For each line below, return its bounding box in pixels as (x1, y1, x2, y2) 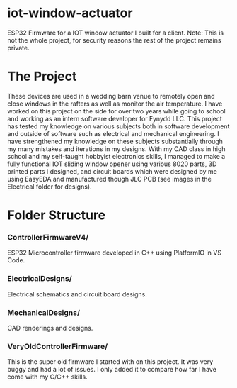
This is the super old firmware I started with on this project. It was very (7, 357, 214, 366)
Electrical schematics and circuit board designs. (7, 289, 147, 299)
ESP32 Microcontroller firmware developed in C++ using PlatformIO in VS (7, 248, 221, 257)
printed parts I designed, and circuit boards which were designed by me (7, 167, 217, 175)
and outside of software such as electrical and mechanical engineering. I (7, 129, 219, 138)
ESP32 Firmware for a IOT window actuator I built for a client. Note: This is (7, 28, 224, 37)
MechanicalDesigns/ (7, 307, 80, 317)
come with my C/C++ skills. (7, 372, 88, 381)
